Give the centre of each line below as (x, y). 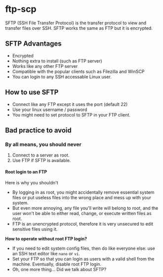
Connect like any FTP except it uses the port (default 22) (70, 104)
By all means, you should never (43, 144)
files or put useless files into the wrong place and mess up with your (82, 198)
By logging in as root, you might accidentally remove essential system (83, 192)
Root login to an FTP (26, 171)
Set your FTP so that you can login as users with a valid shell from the (83, 259)
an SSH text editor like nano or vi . (46, 254)
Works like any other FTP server (45, 66)
